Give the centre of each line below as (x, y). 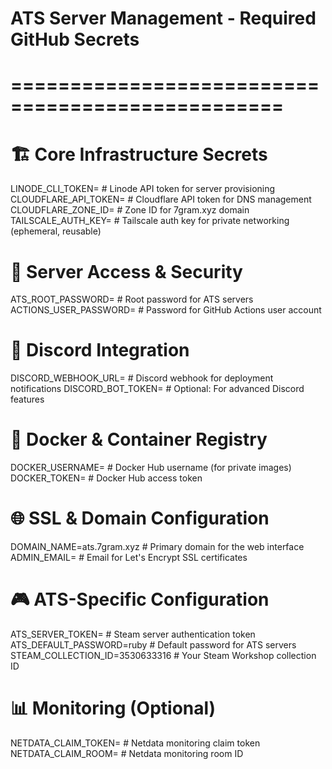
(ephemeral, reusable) (56, 231)
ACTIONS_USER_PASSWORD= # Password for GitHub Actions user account (166, 310)
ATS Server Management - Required (163, 18)
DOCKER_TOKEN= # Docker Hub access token (106, 478)
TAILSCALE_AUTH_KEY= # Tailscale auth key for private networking (150, 221)
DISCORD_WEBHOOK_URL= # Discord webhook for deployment (142, 378)
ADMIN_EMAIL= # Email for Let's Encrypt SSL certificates (129, 558)
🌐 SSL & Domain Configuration (140, 518)
